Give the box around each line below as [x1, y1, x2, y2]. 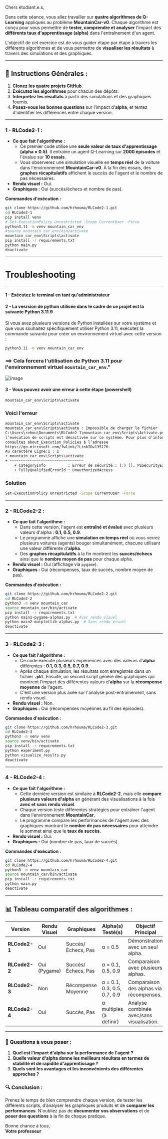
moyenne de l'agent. [19, 684, 63, 690]
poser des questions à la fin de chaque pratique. [5, 1113, 106, 1119]
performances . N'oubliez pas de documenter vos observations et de [5, 1108, 150, 1114]
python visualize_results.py [5, 752, 66, 757]
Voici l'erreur [5, 410, 37, 417]
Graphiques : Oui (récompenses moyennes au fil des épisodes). [12, 705, 145, 711]
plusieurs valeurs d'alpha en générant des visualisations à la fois [19, 796, 155, 802]
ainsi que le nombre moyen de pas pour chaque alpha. [19, 556, 133, 562]
